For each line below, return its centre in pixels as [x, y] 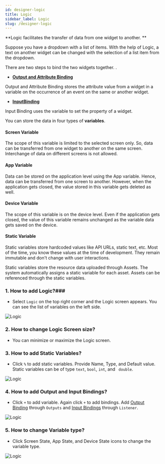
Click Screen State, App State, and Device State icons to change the [82, 441]
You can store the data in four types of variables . [55, 121]
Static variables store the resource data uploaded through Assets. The [77, 267]
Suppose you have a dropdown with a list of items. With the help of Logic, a [82, 47]
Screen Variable [22, 132]
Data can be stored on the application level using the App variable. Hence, [81, 176]
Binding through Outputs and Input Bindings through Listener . [75, 408]
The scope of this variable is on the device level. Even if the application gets [82, 214]
